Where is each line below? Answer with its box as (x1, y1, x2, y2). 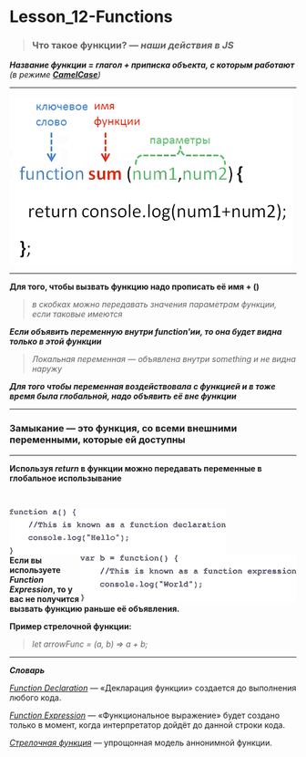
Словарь (9, 664, 46, 676)
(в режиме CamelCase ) (9, 69, 102, 80)
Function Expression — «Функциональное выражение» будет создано (9, 710, 280, 721)
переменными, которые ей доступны (9, 433, 186, 446)
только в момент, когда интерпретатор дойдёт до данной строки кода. (9, 719, 285, 731)
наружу (31, 363, 63, 375)
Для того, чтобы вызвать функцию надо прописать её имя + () (9, 281, 260, 293)
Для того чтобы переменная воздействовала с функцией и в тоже (9, 381, 276, 392)
